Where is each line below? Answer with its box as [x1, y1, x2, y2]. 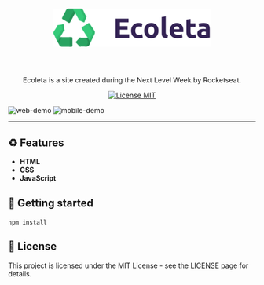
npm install [8, 218, 47, 226]
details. [8, 269, 32, 278]
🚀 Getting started [8, 196, 94, 210]
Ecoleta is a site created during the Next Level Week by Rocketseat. [22, 75, 242, 85]
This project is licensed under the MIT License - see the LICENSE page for [8, 261, 249, 270]
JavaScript [19, 174, 57, 183]
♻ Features [8, 136, 64, 149]
